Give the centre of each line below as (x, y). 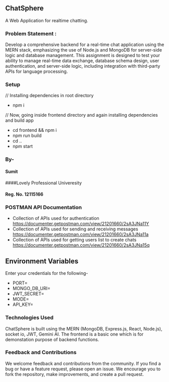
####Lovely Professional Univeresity (44, 183)
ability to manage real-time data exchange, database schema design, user (82, 61)
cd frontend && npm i (35, 130)
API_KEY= (23, 305)
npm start (22, 147)
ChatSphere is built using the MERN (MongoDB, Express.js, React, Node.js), (84, 328)
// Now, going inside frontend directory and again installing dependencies (81, 115)
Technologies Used (30, 318)
